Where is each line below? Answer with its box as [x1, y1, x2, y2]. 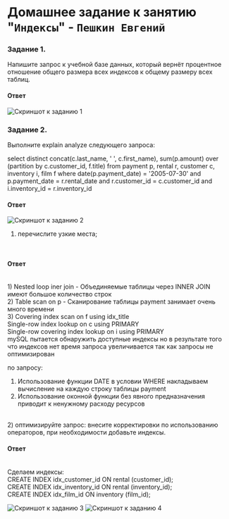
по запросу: [7, 363, 44, 372]
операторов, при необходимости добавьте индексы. [7, 428, 166, 437]
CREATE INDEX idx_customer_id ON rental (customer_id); [7, 475, 174, 483]
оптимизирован [7, 350, 55, 358]
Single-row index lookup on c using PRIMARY [7, 320, 140, 328]
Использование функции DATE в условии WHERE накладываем [17, 377, 209, 386]
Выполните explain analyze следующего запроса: [7, 140, 155, 149]
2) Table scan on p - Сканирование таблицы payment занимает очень [7, 297, 216, 306]
